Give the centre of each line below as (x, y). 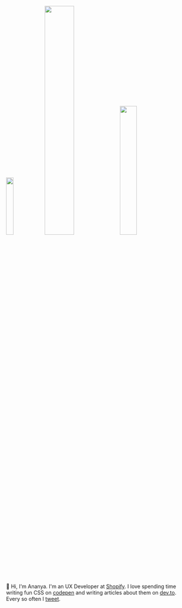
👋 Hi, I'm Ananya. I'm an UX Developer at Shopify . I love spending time (91, 586)
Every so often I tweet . (33, 599)
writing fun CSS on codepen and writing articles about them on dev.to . (91, 592)
